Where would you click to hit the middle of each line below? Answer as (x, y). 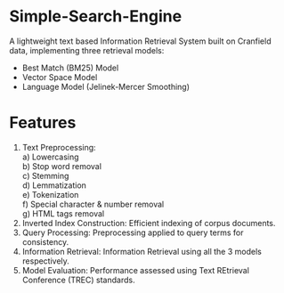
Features (43, 123)
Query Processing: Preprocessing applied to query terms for (133, 232)
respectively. (45, 261)
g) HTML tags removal (63, 213)
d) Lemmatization (54, 185)
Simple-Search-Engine (96, 16)
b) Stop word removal (62, 166)
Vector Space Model (60, 77)
